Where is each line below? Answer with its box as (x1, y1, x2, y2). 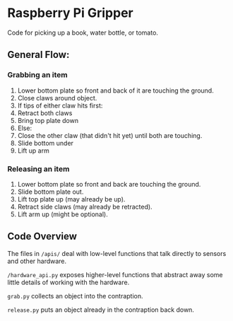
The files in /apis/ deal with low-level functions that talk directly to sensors (7, 249, 227, 257)
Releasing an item (7, 164, 70, 174)
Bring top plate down (17, 116, 79, 124)
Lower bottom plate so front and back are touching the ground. (17, 180, 201, 188)
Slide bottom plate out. (17, 187, 84, 196)
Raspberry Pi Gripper (7, 5, 133, 21)
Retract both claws (17, 108, 73, 117)
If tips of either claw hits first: (17, 101, 103, 110)
